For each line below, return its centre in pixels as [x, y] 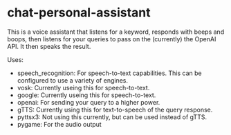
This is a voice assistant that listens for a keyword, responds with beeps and [116, 32]
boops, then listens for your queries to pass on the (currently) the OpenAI [112, 39]
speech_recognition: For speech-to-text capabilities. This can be [109, 73]
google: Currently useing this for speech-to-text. [86, 95]
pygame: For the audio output [59, 124]
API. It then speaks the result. [49, 46]
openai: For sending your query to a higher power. [89, 102]
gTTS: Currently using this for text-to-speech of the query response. [115, 110]
